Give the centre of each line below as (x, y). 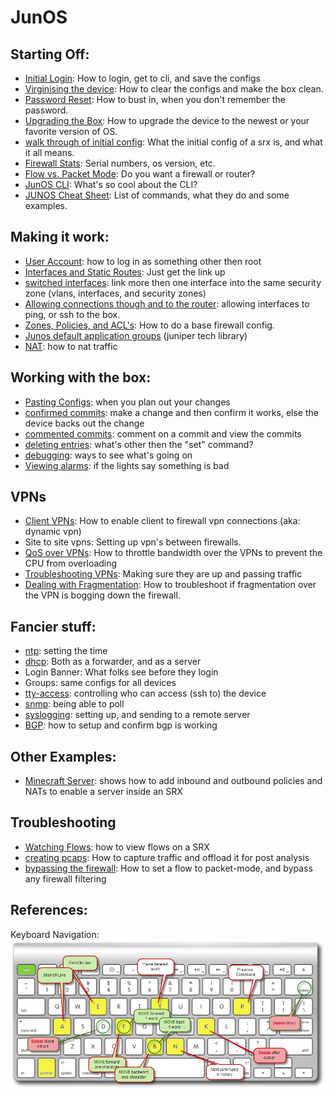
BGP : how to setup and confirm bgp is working (121, 725)
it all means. (49, 152)
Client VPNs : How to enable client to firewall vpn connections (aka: (162, 521)
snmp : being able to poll (74, 704)
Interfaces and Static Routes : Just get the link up (125, 272)
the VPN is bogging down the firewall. (102, 595)
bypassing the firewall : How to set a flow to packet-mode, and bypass (168, 868)
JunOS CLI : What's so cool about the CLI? (111, 184)
